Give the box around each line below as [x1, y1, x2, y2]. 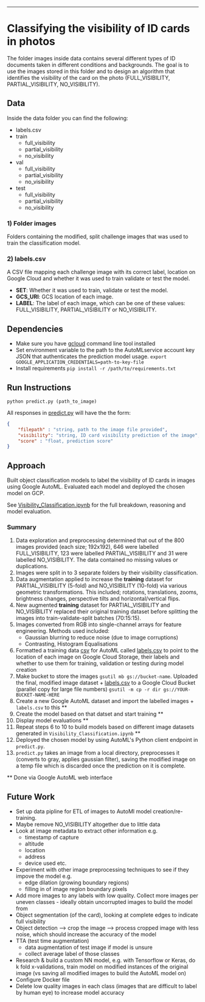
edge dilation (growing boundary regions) [24, 879, 130, 886]
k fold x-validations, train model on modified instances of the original [15, 963, 189, 970]
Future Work [7, 791, 55, 802]
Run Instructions [7, 382, 72, 393]
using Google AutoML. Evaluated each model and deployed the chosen [7, 483, 185, 490]
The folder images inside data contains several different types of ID [7, 54, 176, 62]
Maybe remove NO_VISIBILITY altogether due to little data [15, 820, 161, 828]
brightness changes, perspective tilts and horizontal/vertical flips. [15, 595, 181, 602]
